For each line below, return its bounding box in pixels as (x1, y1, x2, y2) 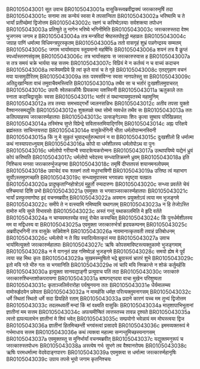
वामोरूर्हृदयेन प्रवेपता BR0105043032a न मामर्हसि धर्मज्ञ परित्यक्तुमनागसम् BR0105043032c (6, 288, 192, 295)
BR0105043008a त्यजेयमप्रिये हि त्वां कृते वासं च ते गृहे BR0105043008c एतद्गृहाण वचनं (6, 66, 187, 73)
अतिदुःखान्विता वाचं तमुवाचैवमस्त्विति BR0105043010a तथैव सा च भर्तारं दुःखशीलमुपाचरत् (6, 80, 178, 87)
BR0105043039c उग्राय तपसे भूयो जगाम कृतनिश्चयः (6, 356, 112, 362)
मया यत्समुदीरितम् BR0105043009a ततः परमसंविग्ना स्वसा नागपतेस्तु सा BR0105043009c (6, 73, 191, 80)
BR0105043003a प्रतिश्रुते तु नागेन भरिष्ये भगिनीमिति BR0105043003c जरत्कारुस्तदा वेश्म (6, 26, 189, 33)
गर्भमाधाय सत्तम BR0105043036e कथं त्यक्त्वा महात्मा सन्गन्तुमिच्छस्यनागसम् (6, 329, 155, 336)
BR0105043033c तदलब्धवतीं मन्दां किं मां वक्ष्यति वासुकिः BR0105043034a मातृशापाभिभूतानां (6, 302, 194, 309)
